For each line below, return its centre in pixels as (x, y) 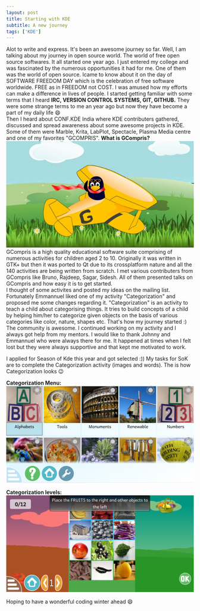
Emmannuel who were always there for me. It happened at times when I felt (99, 340)
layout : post (22, 13)
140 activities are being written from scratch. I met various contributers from (100, 271)
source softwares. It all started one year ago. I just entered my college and (97, 62)
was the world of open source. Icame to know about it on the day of (89, 75)
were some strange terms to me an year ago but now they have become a (97, 106)
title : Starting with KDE (38, 19)
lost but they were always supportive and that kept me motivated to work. (96, 347)
